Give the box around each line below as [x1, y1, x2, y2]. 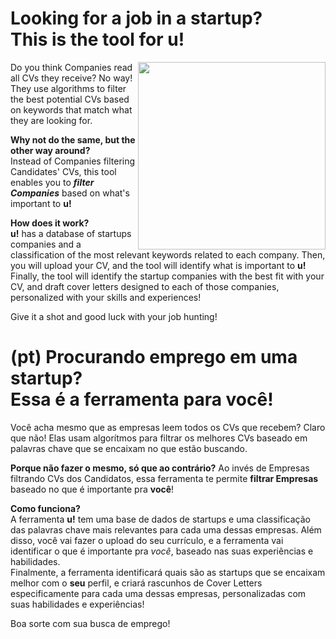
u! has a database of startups [10, 227, 132, 239]
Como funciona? [10, 502, 81, 514]
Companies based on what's [10, 187, 130, 199]
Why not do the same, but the [10, 133, 136, 146]
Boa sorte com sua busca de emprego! [10, 617, 171, 629]
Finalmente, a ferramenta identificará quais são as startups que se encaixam [10, 566, 326, 578]
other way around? [10, 144, 91, 156]
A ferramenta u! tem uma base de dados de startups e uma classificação [10, 513, 311, 525]
